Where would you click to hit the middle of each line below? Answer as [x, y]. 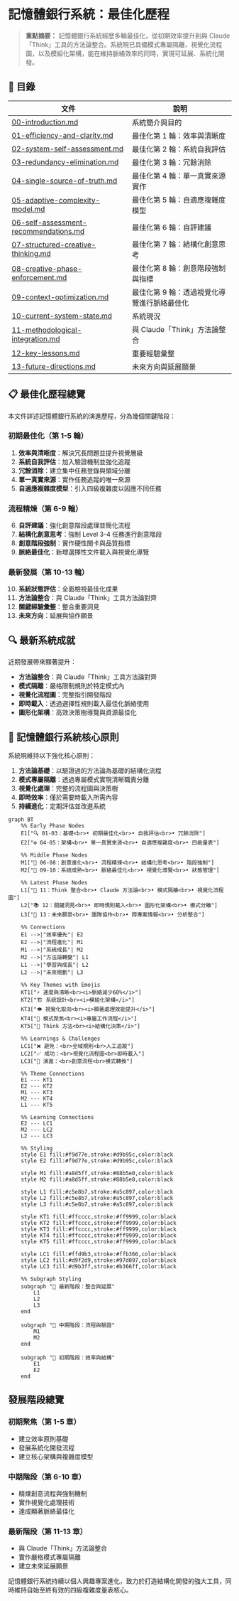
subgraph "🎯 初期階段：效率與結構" [68, 1358]
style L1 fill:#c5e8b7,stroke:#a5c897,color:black [97, 1192]
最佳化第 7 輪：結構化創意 [175, 244]
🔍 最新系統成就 [42, 640]
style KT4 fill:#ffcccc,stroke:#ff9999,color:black [99, 1236]
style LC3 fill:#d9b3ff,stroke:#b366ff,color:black [99, 1267]
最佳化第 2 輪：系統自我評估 [179, 149]
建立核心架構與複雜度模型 [56, 1456]
